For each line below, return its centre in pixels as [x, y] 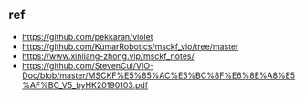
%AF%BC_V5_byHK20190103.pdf [84, 84]
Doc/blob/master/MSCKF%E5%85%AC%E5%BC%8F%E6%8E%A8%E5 [158, 75]
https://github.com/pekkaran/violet [87, 36]
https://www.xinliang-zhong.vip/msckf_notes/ [108, 56]
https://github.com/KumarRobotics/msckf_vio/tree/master [130, 46]
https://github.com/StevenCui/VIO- [88, 65]
